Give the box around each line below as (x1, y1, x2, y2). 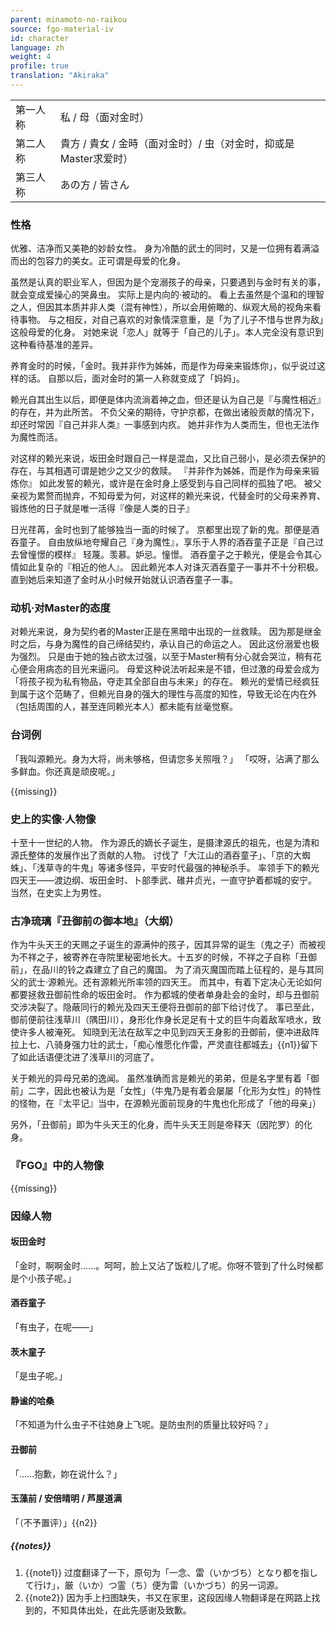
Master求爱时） (59, 151, 134, 165)
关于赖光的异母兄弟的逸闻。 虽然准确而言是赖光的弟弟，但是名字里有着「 (10, 1072, 311, 1085)
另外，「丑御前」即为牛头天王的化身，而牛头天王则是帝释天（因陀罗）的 (10, 1119, 304, 1131)
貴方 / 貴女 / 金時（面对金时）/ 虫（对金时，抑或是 (59, 136, 295, 150)
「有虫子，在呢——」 (10, 1321, 98, 1333)
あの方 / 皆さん (59, 177, 130, 191)
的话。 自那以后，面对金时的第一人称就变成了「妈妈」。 (18, 372, 245, 385)
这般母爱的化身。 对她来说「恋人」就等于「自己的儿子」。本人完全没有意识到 (10, 326, 324, 338)
